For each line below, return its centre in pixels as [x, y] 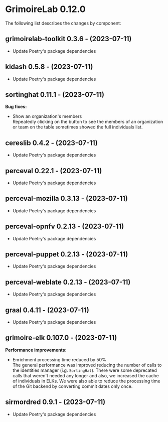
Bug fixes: [16, 107]
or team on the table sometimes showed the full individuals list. [77, 127]
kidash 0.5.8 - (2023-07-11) [49, 67]
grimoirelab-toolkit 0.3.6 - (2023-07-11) [68, 39]
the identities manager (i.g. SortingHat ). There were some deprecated [85, 370]
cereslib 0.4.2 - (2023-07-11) [51, 143]
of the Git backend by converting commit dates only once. [72, 386]
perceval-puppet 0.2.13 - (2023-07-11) [67, 254]
